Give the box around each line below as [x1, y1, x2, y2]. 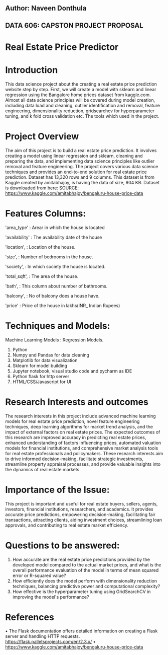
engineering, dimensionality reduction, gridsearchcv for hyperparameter [5, 108, 154, 114]
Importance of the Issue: [5, 484, 110, 495]
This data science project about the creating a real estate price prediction [5, 81, 157, 87]
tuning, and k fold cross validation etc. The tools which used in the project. [5, 113, 159, 119]
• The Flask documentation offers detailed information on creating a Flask [5, 628, 158, 634]
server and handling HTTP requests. [5, 633, 80, 639]
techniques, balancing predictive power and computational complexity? [12, 583, 160, 589]
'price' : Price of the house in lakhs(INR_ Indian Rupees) [5, 302, 120, 309]
